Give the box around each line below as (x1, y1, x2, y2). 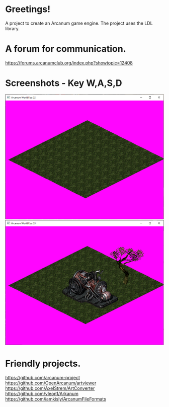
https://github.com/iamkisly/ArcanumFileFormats (5, 396, 107, 402)
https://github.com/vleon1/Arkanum (5, 391, 79, 397)
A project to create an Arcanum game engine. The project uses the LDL (5, 20, 153, 26)
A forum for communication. (5, 43, 127, 55)
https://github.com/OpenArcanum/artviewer (5, 380, 97, 386)
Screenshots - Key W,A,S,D (5, 77, 122, 89)
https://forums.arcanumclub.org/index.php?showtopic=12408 (5, 59, 133, 66)
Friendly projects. (5, 358, 81, 369)
